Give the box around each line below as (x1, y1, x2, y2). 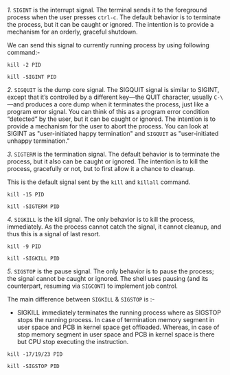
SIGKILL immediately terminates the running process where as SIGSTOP (16, 308, 222, 317)
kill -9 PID (7, 243, 41, 250)
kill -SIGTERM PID (7, 203, 60, 210)
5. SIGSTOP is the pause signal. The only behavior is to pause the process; (7, 267, 214, 275)
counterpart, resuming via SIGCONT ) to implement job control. (7, 282, 179, 290)
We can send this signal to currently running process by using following (7, 41, 209, 49)
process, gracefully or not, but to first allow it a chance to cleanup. (7, 165, 196, 172)
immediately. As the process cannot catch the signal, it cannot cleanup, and (7, 223, 222, 231)
